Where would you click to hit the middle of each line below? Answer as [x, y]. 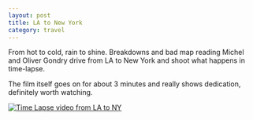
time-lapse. [27, 69]
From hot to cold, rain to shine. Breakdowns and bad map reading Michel [126, 53]
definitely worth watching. [50, 93]
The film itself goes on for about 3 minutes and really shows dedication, [125, 84]
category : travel [37, 30]
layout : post [30, 15]
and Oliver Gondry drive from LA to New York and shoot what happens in [127, 60]
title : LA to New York [45, 23]
